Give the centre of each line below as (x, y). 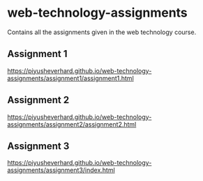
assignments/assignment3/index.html (61, 170)
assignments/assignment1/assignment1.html (70, 78)
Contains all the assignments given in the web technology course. (102, 32)
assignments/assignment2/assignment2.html (72, 124)
